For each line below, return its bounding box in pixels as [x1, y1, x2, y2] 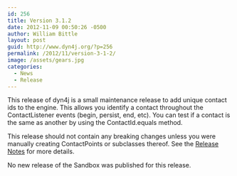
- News [14, 70, 33, 77]
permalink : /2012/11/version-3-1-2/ [7, 50, 116, 57]
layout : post [7, 37, 46, 44]
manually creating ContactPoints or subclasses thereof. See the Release [7, 140, 219, 148]
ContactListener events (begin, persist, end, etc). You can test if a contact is [7, 111, 231, 119]
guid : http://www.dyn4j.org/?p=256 [7, 43, 113, 50]
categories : [7, 63, 43, 70]
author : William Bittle [7, 30, 78, 38]
